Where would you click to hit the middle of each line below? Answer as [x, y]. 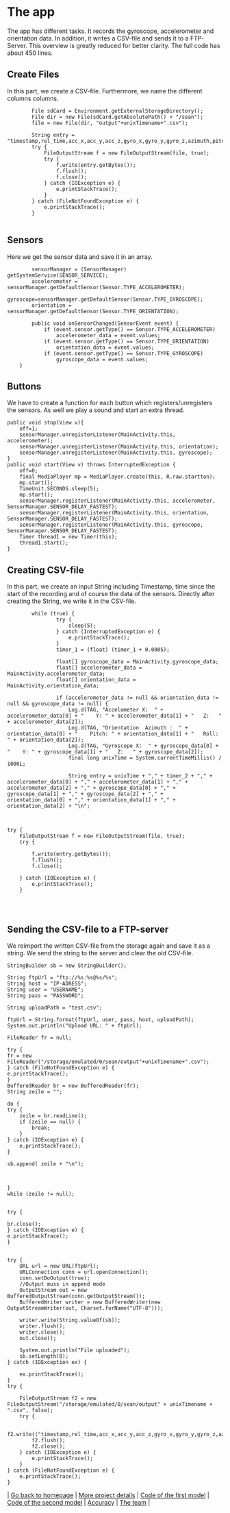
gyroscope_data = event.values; [102, 359]
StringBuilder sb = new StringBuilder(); [67, 966]
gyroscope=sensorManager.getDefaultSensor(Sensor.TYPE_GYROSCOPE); [105, 299]
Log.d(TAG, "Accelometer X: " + [116, 710]
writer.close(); [43, 1332]
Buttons [24, 386]
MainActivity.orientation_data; [53, 686]
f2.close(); [49, 1446]
